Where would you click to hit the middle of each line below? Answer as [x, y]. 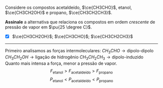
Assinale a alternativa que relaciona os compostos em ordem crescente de [80, 22]
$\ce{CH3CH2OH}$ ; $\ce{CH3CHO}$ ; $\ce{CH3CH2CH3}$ [73, 37]
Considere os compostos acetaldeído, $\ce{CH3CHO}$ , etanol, [68, 7]
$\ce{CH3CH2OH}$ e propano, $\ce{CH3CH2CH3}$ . [59, 13]
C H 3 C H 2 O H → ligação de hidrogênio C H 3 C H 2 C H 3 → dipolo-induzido [74, 57]
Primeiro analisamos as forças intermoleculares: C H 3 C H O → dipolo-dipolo [79, 51]
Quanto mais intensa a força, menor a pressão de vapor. [61, 63]
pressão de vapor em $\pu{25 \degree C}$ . [49, 27]
